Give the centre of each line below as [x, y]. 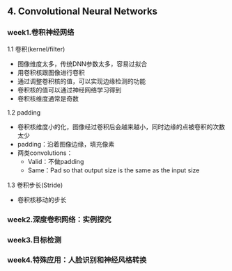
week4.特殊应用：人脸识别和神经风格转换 [77, 260]
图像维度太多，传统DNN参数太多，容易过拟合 [82, 64]
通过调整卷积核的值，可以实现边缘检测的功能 [82, 81]
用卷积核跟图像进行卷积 [51, 72]
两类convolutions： [45, 153]
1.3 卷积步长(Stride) [35, 185]
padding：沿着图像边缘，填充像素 [66, 144]
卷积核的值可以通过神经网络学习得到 [69, 90]
